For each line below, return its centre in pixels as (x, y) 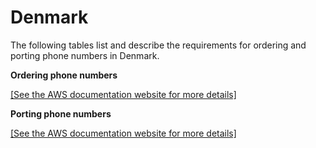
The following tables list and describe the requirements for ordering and (158, 45)
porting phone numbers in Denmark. (85, 55)
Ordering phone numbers (64, 75)
